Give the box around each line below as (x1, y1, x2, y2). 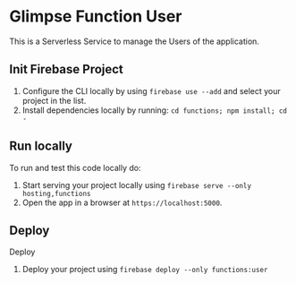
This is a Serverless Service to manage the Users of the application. (9, 36, 259, 47)
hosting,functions (21, 189, 91, 198)
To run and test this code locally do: (9, 162, 141, 173)
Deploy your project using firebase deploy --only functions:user (21, 264, 268, 275)
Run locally (9, 139, 73, 154)
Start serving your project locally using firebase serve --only (21, 179, 252, 190)
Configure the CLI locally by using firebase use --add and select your (21, 85, 282, 96)
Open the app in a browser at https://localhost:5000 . (21, 197, 223, 208)
